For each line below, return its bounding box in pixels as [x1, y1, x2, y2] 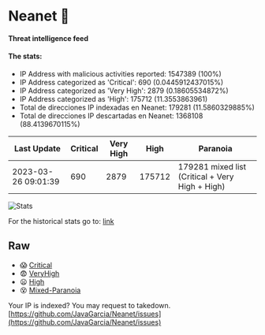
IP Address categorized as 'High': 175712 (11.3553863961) [19, 94, 208, 103]
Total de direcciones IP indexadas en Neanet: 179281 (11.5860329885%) [19, 102, 255, 112]
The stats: [8, 51, 43, 61]
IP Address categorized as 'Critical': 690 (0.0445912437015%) [19, 77, 224, 87]
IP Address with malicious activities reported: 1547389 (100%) [19, 69, 222, 78]
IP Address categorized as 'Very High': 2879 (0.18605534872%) [19, 86, 229, 95]
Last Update [14, 143, 62, 154]
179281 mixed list [177, 161, 247, 172]
